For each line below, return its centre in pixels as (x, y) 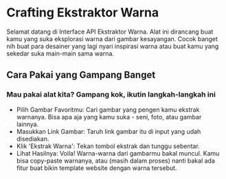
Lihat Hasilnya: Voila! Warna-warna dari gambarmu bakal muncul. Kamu (118, 153)
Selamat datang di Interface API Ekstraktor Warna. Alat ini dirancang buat (110, 32)
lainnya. (27, 124)
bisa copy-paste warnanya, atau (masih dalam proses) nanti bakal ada (116, 160)
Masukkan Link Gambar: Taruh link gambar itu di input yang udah (109, 131)
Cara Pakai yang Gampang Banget (81, 75)
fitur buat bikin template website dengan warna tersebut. (97, 168)
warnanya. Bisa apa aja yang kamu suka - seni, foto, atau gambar (109, 117)
